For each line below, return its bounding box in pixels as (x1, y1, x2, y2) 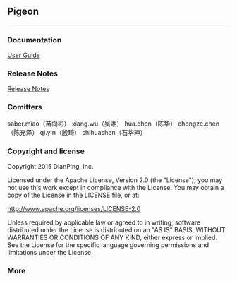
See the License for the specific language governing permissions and (7, 241, 209, 249)
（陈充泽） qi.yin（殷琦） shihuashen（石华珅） (7, 128, 147, 136)
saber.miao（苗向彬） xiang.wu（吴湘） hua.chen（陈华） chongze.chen (7, 119, 220, 128)
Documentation (7, 35, 62, 44)
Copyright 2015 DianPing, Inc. (7, 162, 94, 170)
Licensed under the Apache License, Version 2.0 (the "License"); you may (7, 176, 223, 184)
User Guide (7, 51, 41, 59)
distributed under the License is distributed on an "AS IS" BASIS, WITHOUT (7, 226, 226, 234)
